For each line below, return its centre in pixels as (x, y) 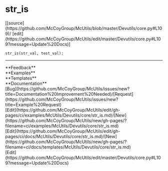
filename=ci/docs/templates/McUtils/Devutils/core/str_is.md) (68, 147)
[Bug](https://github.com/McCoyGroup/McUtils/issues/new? (67, 89)
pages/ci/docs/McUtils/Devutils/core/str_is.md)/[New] (61, 136)
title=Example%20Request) (33, 104)
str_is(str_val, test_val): (34, 53)
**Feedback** (20, 67)
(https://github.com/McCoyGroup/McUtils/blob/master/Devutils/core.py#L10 (84, 28)
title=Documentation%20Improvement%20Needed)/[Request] (69, 94)
